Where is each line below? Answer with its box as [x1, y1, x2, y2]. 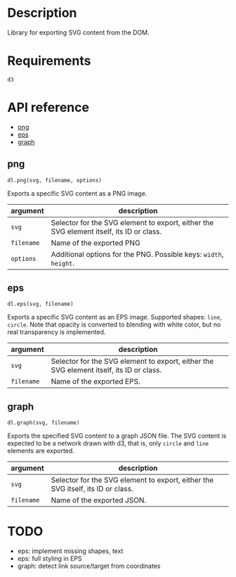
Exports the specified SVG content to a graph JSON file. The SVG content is [7, 431, 227, 440]
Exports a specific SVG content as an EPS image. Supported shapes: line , [7, 313, 223, 322]
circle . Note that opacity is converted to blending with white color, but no [7, 320, 221, 329]
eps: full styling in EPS [17, 554, 82, 563]
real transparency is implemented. [7, 328, 106, 336]
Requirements [7, 53, 91, 69]
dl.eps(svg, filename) [7, 300, 74, 307]
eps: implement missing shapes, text [17, 547, 124, 555]
